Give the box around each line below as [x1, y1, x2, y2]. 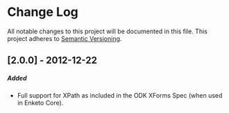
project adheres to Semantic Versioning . [7, 34, 122, 42]
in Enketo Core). [17, 98, 64, 107]
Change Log [7, 4, 78, 20]
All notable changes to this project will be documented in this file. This [7, 27, 208, 35]
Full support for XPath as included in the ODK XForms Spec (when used [17, 92, 223, 100]
